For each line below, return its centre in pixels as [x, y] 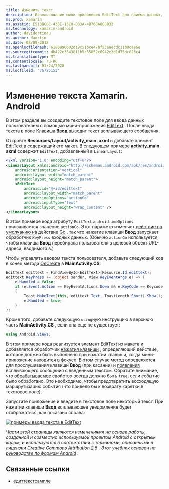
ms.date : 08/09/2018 [27, 43]
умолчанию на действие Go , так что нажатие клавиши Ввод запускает [82, 232]
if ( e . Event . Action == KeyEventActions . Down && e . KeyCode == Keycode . [90, 287]
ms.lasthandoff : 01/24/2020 [35, 66]
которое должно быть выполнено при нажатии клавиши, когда [73, 355]
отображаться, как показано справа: [45, 413]
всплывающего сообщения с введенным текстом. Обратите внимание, [82, 371]
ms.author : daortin [26, 38]
